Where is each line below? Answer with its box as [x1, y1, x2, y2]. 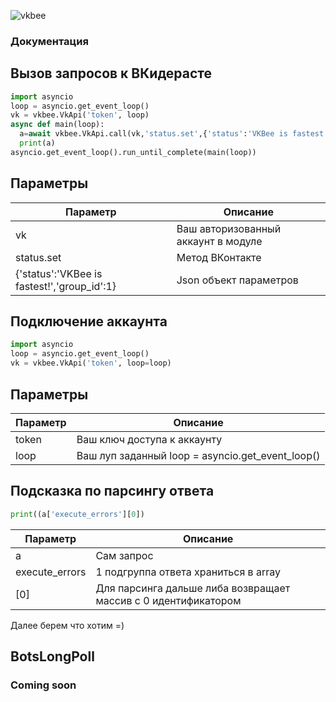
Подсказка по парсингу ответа [10, 483, 215, 500]
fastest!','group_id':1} [15, 279, 117, 293]
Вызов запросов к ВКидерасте [10, 65, 213, 82]
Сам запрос [95, 548, 154, 562]
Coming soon [10, 678, 77, 692]
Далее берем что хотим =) [10, 619, 125, 631]
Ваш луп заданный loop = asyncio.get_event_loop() [76, 448, 321, 462]
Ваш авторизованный [176, 221, 282, 235]
